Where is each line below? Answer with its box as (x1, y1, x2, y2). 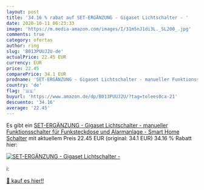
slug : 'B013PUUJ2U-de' (6, 49, 64, 55)
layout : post (6, 8, 39, 15)
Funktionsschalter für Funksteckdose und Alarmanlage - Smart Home (6, 128, 180, 135)
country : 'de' (6, 83, 42, 89)
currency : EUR (6, 59, 42, 66)
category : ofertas (6, 37, 53, 43)
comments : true (6, 32, 45, 38)
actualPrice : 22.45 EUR (6, 54, 67, 60)
